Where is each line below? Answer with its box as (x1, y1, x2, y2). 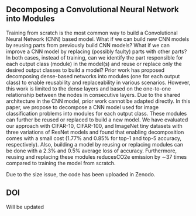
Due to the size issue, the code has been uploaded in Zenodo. (6, 170, 156, 177)
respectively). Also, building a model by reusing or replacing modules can (6, 141, 183, 148)
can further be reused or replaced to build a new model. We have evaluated (6, 116, 188, 123)
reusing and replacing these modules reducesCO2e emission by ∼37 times (6, 153, 187, 160)
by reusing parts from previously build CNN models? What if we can (6, 41, 170, 48)
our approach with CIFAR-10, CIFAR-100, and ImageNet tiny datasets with (6, 122, 183, 129)
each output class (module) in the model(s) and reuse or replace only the (6, 60, 183, 67)
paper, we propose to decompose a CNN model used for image (6, 103, 159, 110)
